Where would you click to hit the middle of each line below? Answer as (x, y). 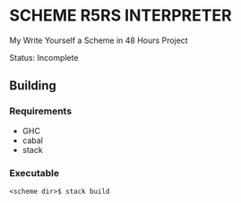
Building (33, 86)
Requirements (41, 111)
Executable (34, 173)
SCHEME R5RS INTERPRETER (120, 16)
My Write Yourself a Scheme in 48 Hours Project (99, 40)
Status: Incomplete (44, 57)
